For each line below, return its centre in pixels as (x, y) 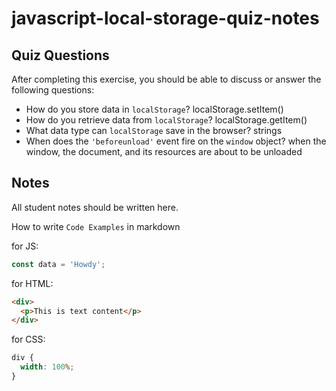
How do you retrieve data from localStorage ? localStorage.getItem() (166, 120)
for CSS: (28, 339)
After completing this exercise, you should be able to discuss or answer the (166, 79)
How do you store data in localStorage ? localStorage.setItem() (154, 109)
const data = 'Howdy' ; (58, 264)
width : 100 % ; (47, 367)
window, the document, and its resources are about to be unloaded (164, 151)
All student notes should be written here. (95, 207)
